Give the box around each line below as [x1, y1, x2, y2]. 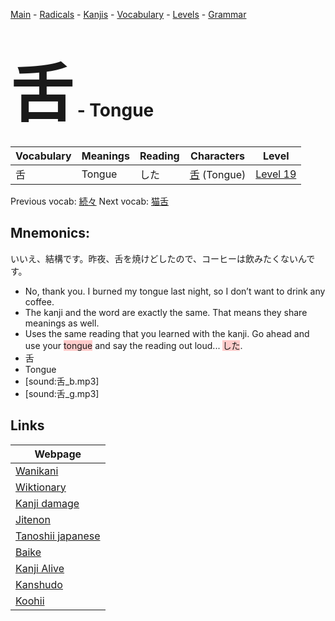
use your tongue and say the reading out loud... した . [24, 339, 243, 351]
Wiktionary [15, 480, 67, 494]
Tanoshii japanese [15, 529, 101, 543]
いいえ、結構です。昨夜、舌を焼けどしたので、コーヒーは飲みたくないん [10, 252, 307, 264]
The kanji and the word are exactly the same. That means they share [24, 306, 308, 318]
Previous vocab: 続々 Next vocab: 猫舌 [10, 195, 169, 207]
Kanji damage [15, 496, 80, 510]
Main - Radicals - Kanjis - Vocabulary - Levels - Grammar [10, 9, 247, 20]
